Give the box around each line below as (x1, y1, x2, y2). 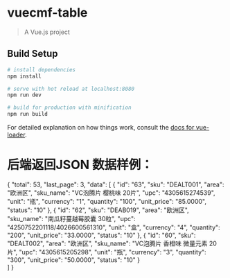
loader (7, 130, 26, 139)
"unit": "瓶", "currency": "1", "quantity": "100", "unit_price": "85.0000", (7, 197, 206, 205)
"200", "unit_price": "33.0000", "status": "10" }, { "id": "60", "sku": (7, 231, 196, 239)
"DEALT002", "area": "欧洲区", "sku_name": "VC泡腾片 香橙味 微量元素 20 (7, 239, 217, 247)
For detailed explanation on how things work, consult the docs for (7, 123, 195, 131)
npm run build (7, 111, 48, 118)
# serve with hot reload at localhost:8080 (7, 85, 135, 92)
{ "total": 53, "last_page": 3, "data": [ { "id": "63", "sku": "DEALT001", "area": (7, 180, 224, 189)
